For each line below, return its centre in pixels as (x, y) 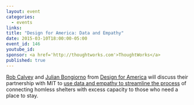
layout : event (23, 11)
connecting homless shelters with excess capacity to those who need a (92, 89)
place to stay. (22, 95)
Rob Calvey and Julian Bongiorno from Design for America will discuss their (97, 77)
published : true (26, 60)
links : (14, 28)
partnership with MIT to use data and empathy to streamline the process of (96, 83)
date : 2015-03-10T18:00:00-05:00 (47, 38)
